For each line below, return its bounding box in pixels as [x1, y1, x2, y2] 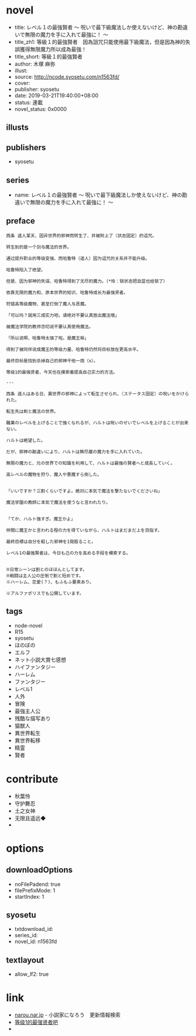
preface [6, 216, 35, 226]
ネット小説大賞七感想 [14, 656, 66, 663]
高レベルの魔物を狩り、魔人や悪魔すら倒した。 [6, 471, 102, 477]
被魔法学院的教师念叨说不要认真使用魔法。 [6, 323, 94, 329]
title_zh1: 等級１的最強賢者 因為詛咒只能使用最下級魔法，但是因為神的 [14, 38, 185, 45]
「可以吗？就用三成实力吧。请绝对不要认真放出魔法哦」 [6, 312, 120, 318]
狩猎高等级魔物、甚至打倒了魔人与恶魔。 [6, 301, 89, 307]
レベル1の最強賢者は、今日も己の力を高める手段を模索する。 [6, 550, 131, 556]
